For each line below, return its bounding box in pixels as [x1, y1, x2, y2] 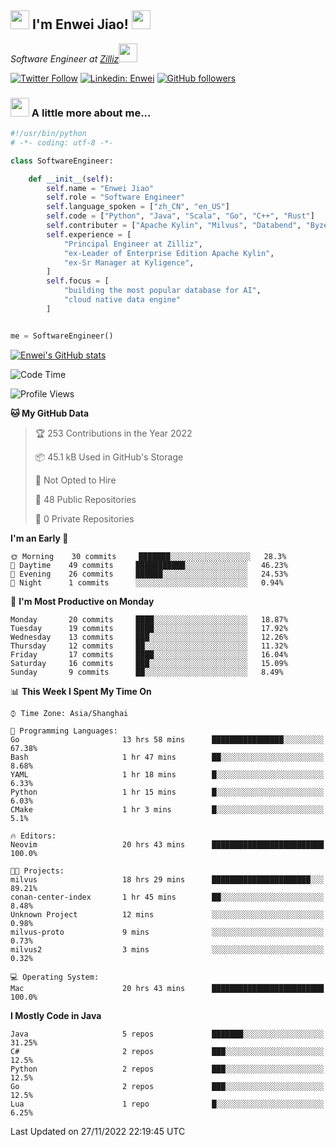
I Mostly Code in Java [10, 1009, 102, 1021]
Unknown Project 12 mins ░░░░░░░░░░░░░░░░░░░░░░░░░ [10, 909, 325, 920]
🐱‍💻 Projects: [10, 866, 65, 876]
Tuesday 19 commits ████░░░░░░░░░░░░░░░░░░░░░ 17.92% [10, 623, 288, 633]
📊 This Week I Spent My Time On [10, 685, 152, 697]
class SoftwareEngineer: [10, 156, 114, 166]
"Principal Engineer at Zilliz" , [63, 239, 203, 249]
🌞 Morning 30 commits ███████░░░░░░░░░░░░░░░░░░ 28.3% [10, 551, 287, 561]
